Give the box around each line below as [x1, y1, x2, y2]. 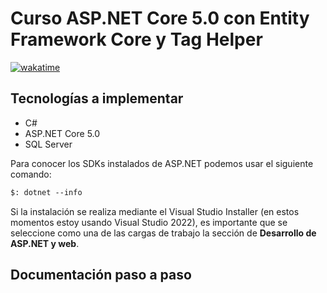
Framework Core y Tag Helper [10, 28, 263, 51]
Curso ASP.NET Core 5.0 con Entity [10, 7, 310, 30]
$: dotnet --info [10, 187, 83, 197]
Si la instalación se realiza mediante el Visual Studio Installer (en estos [10, 205, 300, 217]
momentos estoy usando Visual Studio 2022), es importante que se [10, 216, 288, 228]
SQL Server [24, 138, 73, 150]
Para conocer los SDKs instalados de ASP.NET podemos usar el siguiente [10, 157, 314, 169]
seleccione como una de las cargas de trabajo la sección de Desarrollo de [10, 227, 317, 239]
